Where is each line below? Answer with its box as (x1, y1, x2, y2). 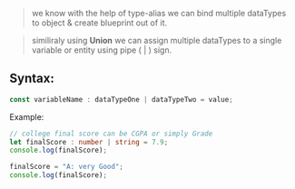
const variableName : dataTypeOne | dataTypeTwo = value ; (9, 94, 233, 104)
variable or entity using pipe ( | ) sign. (31, 45, 172, 55)
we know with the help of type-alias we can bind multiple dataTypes (31, 8, 287, 18)
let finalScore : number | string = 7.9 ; (9, 137, 169, 146)
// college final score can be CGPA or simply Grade (9, 129, 213, 138)
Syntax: (9, 71, 54, 86)
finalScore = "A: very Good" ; (9, 163, 124, 172)
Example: (9, 111, 44, 122)
